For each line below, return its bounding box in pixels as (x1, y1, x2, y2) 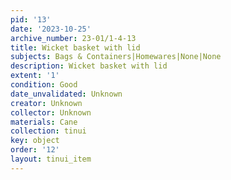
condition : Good (10, 80, 78, 90)
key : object (10, 136, 60, 146)
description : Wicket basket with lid (10, 61, 168, 71)
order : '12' (10, 145, 60, 155)
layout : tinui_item (10, 154, 92, 164)
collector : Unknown (10, 107, 92, 118)
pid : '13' (10, 14, 52, 25)
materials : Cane (10, 117, 78, 127)
